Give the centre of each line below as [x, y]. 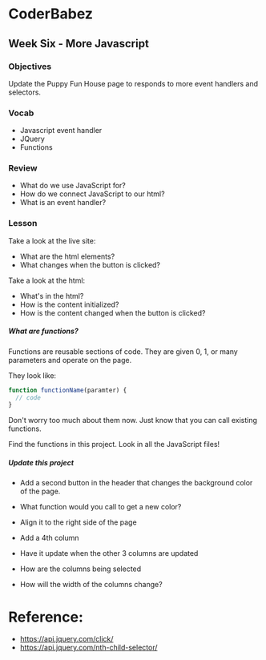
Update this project [41, 462]
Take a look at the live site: [52, 240]
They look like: [32, 375]
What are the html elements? [67, 256]
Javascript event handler [61, 131]
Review [23, 168]
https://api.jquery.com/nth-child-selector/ [89, 648]
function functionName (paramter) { [68, 390]
